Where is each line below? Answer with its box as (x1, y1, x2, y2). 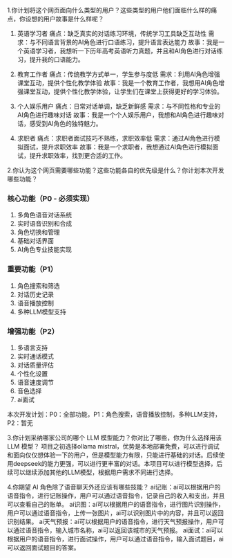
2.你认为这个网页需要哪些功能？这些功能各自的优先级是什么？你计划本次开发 (7, 166, 224, 174)
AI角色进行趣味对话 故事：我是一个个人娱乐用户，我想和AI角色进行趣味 (17, 111, 219, 119)
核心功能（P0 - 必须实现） (7, 193, 95, 203)
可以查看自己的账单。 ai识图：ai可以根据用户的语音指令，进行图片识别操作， (7, 500, 224, 508)
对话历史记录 (17, 290, 54, 298)
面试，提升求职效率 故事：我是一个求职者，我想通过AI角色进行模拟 (23, 143, 213, 151)
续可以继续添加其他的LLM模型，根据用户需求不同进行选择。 (7, 468, 177, 476)
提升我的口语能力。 (29, 55, 84, 64)
